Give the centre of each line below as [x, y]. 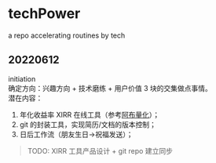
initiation [22, 78]
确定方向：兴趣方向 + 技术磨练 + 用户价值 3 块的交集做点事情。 [110, 88]
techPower [44, 14]
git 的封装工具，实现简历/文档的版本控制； [88, 124]
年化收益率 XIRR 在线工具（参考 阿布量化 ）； [90, 114]
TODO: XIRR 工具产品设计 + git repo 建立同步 [100, 150]
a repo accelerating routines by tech [67, 35]
